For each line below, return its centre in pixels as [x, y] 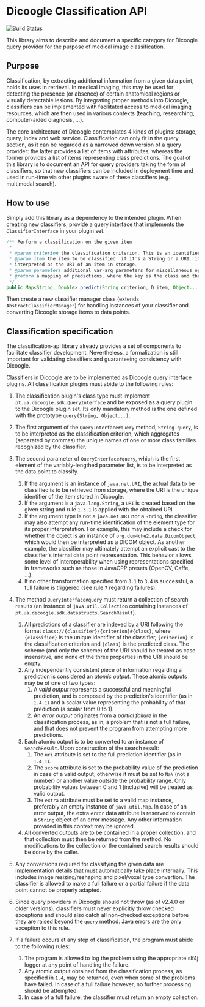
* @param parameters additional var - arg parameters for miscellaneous [100, 270]
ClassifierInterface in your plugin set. [56, 230]
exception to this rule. [42, 928]
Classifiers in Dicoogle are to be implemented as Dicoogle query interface [99, 377]
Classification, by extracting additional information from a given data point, [100, 80]
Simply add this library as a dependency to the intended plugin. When [94, 217]
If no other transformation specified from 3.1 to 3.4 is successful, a [109, 581]
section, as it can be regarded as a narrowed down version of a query [94, 145]
